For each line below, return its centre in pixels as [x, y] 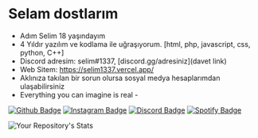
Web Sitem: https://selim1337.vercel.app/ [86, 69]
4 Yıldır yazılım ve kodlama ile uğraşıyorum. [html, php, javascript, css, [135, 44]
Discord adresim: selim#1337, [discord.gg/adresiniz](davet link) [123, 61]
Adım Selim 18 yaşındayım [63, 36]
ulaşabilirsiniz [42, 86]
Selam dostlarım [63, 14]
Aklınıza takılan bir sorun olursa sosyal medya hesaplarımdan [120, 78]
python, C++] [42, 52]
